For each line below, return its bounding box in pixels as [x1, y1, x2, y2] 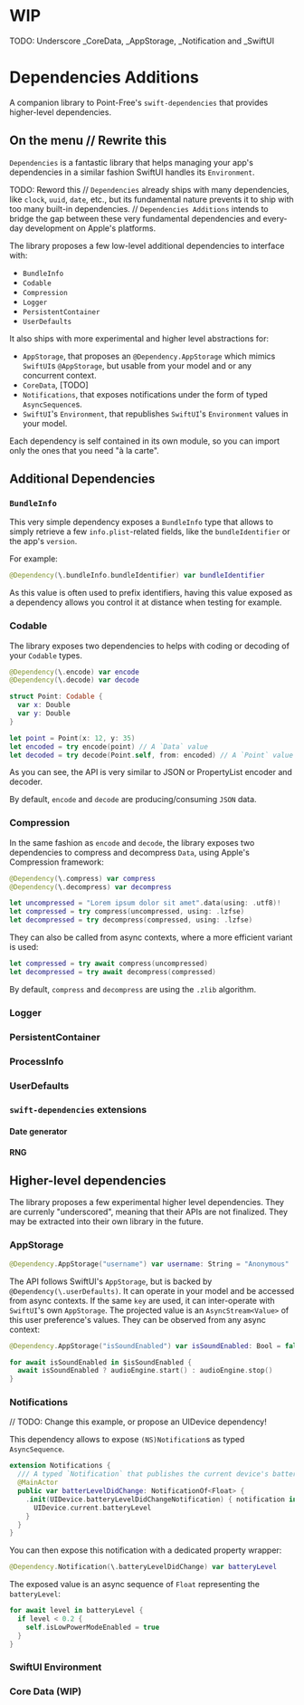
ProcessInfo [9, 1055, 64, 1068]
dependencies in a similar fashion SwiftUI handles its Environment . [9, 167, 255, 177]
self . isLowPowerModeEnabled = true [25, 1623, 160, 1632]
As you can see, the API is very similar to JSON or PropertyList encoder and [9, 767, 292, 778]
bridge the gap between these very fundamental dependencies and [9, 213, 261, 224]
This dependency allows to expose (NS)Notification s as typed [9, 1434, 245, 1445]
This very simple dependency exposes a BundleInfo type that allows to [9, 517, 274, 528]
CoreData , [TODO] [22, 379, 89, 390]
